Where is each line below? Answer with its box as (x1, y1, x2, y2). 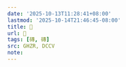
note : (7, 50, 23, 57)
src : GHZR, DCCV (7, 43, 55, 50)
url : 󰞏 (7, 29, 27, 37)
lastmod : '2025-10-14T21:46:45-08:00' (7, 17, 121, 24)
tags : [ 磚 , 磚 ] (7, 36, 50, 43)
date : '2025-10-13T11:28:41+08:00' (7, 10, 112, 17)
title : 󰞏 (7, 23, 33, 30)
